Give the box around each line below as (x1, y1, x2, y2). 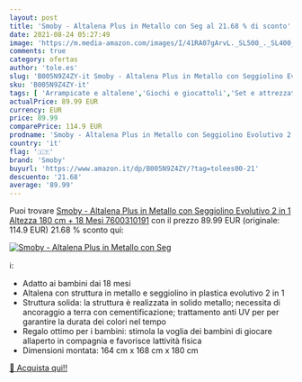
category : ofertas (9, 55, 78, 64)
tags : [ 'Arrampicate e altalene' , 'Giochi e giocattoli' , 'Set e (9, 88, 255, 97)
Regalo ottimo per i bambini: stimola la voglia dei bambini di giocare (22, 326, 272, 337)
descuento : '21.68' (9, 172, 83, 181)
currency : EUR (9, 105, 63, 114)
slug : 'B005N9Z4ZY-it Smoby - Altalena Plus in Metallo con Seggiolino (9, 72, 283, 81)
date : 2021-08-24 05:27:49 (9, 30, 111, 39)
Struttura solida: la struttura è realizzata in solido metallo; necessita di (22, 297, 280, 308)
